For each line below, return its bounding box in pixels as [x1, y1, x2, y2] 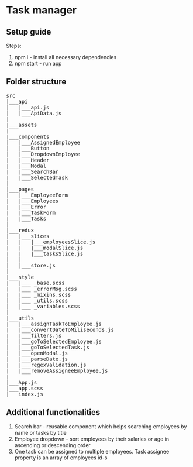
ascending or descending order [14, 441, 91, 448]
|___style [6, 273, 34, 280]
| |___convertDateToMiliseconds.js [6, 326, 115, 333]
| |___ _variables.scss [6, 303, 81, 310]
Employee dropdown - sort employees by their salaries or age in [14, 435, 170, 442]
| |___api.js [6, 104, 50, 111]
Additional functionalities [6, 407, 101, 417]
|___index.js [6, 390, 44, 397]
